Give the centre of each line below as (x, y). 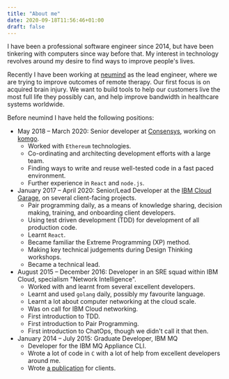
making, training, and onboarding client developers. (102, 212)
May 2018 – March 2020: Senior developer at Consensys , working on (116, 131)
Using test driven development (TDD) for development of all (113, 220)
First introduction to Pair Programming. (83, 324)
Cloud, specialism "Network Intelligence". (77, 279)
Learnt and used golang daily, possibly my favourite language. (116, 294)
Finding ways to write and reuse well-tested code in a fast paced (120, 169)
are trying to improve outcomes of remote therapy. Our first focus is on (109, 82)
